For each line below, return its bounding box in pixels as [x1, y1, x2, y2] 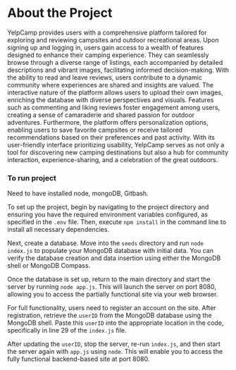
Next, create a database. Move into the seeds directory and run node [7, 239, 204, 247]
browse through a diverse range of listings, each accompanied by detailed [7, 58, 223, 66]
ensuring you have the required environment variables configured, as [7, 210, 208, 219]
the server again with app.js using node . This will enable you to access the [7, 347, 223, 356]
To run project [7, 173, 56, 183]
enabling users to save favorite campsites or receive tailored [7, 125, 183, 134]
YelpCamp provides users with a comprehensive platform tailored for [7, 28, 207, 37]
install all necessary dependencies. [7, 226, 110, 234]
